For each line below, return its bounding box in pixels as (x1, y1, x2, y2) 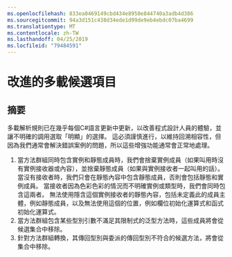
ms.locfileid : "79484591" (7, 42, 82, 49)
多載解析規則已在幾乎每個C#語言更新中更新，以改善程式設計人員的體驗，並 (7, 124, 222, 132)
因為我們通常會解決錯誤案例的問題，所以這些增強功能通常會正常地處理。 (7, 141, 213, 149)
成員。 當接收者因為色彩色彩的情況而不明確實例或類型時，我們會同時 (23, 181, 220, 190)
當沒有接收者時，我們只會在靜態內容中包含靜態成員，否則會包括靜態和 (17, 173, 218, 181)
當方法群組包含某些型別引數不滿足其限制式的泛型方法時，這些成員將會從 (17, 216, 224, 224)
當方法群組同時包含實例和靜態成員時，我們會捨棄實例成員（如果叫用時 (17, 156, 218, 163)
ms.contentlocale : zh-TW (7, 29, 79, 37)
